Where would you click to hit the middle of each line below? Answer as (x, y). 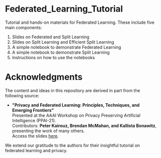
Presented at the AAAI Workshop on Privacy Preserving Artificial (76, 115)
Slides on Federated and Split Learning (51, 37)
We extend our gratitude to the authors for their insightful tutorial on (73, 145)
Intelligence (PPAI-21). (34, 120)
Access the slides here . (35, 136)
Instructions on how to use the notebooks (53, 57)
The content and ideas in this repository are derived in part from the (73, 90)
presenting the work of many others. (48, 131)
